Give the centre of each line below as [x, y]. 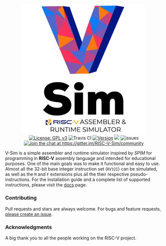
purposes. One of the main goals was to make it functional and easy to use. [83, 163]
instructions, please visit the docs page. [46, 185]
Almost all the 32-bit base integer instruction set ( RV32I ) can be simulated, [81, 169]
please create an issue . [29, 214]
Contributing [21, 198]
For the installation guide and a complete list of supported [91, 179]
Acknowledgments [29, 227]
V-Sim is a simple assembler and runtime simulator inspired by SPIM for [79, 153]
